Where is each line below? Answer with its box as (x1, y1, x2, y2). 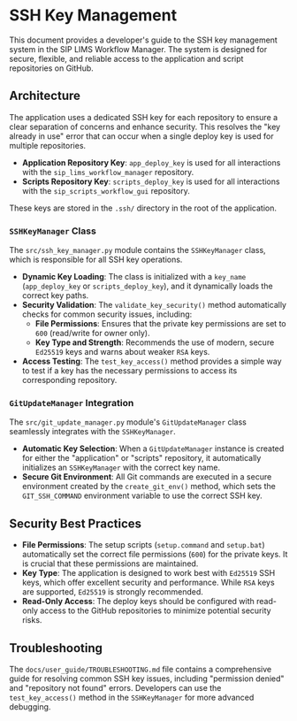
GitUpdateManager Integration (9, 396, 134, 409)
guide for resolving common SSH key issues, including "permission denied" (9, 673, 285, 684)
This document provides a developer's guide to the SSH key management (9, 35, 278, 45)
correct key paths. (21, 290, 89, 301)
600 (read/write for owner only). (34, 328, 150, 339)
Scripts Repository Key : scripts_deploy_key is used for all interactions (21, 176, 280, 187)
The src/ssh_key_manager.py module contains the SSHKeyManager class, (9, 245, 267, 256)
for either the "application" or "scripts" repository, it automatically (21, 453, 262, 464)
